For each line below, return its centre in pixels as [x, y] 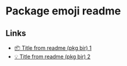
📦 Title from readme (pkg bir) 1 [53, 48]
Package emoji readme [63, 11]
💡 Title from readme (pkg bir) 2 [52, 56]
